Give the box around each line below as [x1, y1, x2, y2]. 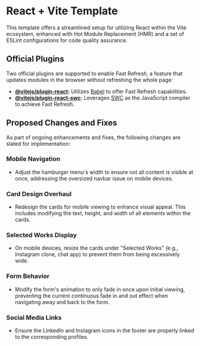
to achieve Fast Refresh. [14, 100, 75, 108]
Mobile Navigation [6, 155, 61, 163]
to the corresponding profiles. [14, 333, 88, 341]
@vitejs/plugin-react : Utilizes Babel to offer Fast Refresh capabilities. [14, 88, 187, 95]
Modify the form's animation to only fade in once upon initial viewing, [14, 286, 185, 293]
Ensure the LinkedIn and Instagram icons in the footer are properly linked [14, 327, 195, 334]
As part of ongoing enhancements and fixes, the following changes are [6, 133, 181, 141]
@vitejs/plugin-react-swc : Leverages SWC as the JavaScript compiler [14, 94, 191, 101]
